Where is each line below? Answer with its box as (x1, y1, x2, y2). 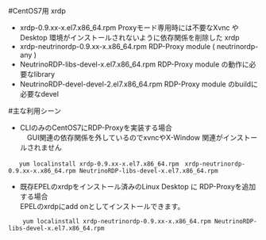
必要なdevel (19, 90, 60, 98)
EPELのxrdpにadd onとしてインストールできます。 (19, 202, 185, 211)
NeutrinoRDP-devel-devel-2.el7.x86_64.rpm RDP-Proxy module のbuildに (19, 79, 258, 89)
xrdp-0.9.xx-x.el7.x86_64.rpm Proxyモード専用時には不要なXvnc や (19, 23, 240, 32)
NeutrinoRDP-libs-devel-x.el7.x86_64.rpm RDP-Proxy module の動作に (19, 59, 250, 69)
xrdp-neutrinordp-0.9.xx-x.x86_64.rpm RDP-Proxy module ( (19, 42, 216, 51)
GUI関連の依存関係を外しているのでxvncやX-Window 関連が (26, 133, 224, 142)
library (33, 70, 56, 78)
